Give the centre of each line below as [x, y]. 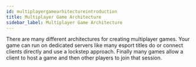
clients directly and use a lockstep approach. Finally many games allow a [95, 52]
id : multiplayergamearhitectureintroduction [62, 11]
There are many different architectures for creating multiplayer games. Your [98, 39]
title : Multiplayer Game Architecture [54, 17]
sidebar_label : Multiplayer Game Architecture [64, 22]
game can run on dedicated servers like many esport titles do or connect [94, 45]
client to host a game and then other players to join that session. [84, 58]
